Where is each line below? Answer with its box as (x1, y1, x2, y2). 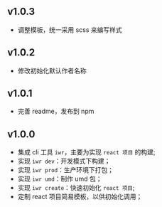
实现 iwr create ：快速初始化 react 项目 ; (17, 184, 135, 192)
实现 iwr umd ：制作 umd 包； (17, 174, 102, 184)
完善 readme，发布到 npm (17, 107, 94, 116)
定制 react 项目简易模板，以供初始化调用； (17, 192, 143, 201)
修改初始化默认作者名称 (17, 66, 87, 75)
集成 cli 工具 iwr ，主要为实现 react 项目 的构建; (17, 148, 156, 156)
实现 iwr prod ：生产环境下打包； (17, 166, 114, 174)
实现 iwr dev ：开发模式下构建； (17, 156, 111, 166)
